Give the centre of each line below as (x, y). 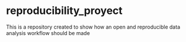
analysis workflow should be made (48, 33)
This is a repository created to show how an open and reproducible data (93, 27)
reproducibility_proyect (65, 11)
